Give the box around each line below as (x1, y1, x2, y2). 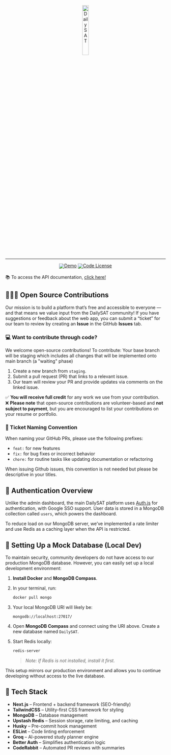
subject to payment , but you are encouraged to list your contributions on (5, 406, 159, 412)
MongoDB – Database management (12, 712, 88, 718)
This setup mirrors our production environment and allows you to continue (5, 667, 161, 673)
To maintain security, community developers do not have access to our (5, 554, 154, 561)
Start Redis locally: (12, 638, 52, 644)
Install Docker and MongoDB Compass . (12, 575, 98, 581)
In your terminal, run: (12, 585, 57, 592)
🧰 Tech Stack (5, 688, 48, 696)
